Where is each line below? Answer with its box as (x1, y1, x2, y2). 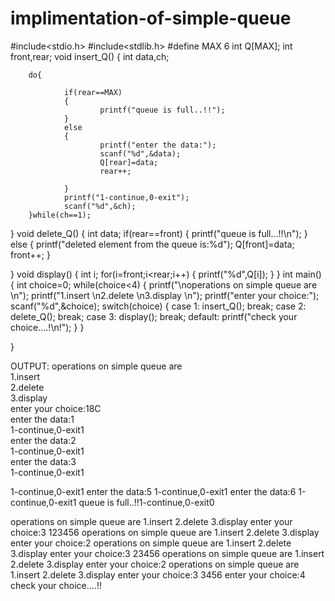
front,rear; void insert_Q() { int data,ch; (10, 50, 170, 62)
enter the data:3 (10, 455, 77, 467)
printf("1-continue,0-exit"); (63, 192, 190, 202)
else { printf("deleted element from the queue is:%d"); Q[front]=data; (10, 238, 295, 250)
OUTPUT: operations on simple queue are (10, 360, 183, 372)
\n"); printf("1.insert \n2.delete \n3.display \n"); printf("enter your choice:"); (10, 289, 320, 301)
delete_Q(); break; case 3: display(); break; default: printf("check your (10, 310, 298, 322)
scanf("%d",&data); (99, 148, 182, 159)
